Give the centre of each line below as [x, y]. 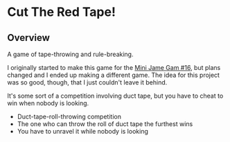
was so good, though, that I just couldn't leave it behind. [87, 82]
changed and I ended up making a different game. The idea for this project [114, 75]
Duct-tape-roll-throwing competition [69, 116]
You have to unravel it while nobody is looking [83, 131]
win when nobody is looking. [48, 103]
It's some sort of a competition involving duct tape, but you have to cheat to [115, 96]
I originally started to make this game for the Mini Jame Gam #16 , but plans [114, 68]
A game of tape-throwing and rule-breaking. [70, 54]
